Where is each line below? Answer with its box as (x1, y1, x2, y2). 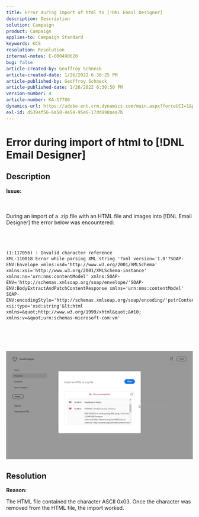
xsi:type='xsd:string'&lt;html (6, 303, 84, 309)
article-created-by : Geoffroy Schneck (6, 66, 102, 72)
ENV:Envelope (6, 261, 38, 267)
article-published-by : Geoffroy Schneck (6, 78, 108, 84)
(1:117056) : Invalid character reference (6, 250, 113, 256)
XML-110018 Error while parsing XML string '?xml (6, 256, 131, 261)
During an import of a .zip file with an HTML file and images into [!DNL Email (6, 212, 192, 219)
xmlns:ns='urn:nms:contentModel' (6, 273, 89, 279)
